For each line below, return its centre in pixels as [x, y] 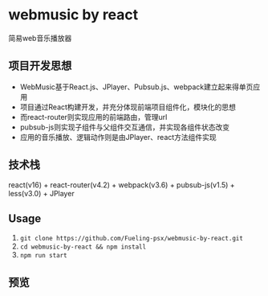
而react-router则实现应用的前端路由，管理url [93, 117]
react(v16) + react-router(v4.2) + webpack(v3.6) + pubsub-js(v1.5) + [122, 185]
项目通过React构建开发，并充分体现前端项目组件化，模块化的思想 [128, 107]
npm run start [43, 256]
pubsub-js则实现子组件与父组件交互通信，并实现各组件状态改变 [125, 127]
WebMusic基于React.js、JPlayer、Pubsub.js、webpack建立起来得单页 [136, 87]
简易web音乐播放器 [40, 38]
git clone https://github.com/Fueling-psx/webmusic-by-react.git [131, 239]
